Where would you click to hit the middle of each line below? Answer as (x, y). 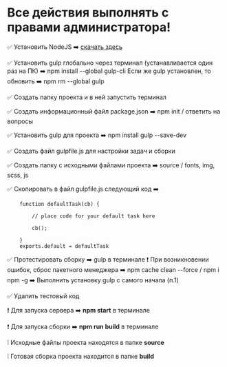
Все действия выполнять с (88, 13)
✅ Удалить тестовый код (43, 296)
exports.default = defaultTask (64, 246)
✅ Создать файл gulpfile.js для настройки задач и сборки (91, 151)
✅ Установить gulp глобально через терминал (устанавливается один (110, 63)
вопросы (20, 121)
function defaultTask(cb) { (60, 204)
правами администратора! (89, 27)
